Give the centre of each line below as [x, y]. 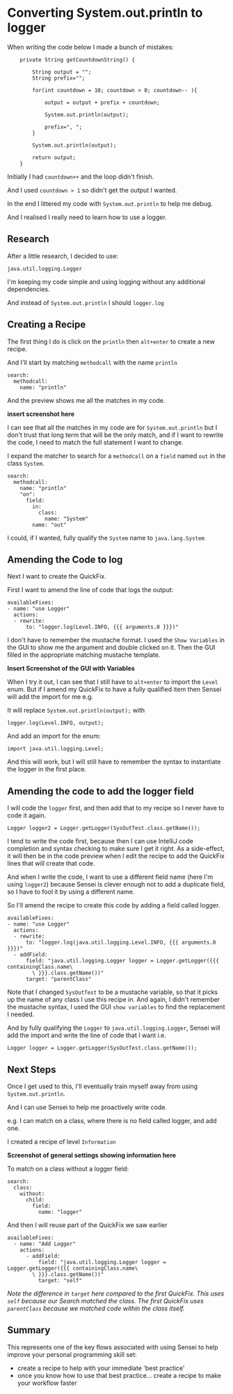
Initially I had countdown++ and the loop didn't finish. [81, 177]
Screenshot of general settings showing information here [91, 1155]
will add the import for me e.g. [50, 697]
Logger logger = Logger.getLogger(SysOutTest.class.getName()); [102, 1048]
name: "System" [66, 519]
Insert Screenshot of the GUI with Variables [71, 669]
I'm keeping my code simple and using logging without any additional [106, 281]
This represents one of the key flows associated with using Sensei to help [113, 1347]
